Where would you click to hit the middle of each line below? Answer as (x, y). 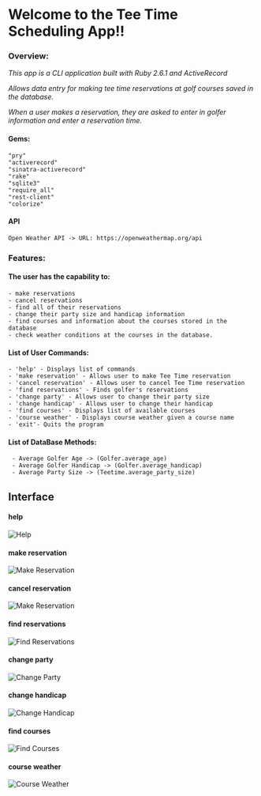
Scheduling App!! (67, 31)
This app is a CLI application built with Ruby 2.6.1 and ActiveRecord (118, 74)
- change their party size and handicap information (97, 315)
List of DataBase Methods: (52, 442)
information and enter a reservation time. (75, 121)
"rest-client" (32, 197)
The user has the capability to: (59, 277)
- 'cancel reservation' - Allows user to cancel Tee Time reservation (127, 383)
